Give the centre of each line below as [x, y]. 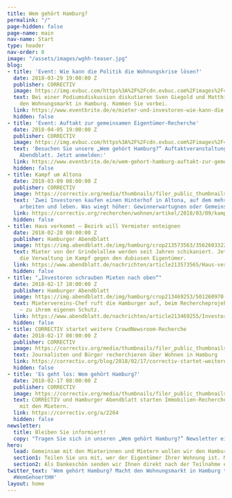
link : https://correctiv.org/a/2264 [66, 413]
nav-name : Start [30, 39]
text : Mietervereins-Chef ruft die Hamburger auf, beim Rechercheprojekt [122, 303]
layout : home [26, 483]
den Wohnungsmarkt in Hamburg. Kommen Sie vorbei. [94, 104]
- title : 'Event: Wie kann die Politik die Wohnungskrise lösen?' [105, 71]
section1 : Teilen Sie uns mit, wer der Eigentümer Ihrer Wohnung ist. [117, 458]
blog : [15, 65]
